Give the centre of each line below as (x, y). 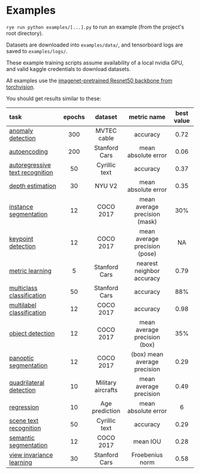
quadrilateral (27, 382)
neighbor (147, 271)
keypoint (21, 238)
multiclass (23, 288)
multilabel (23, 305)
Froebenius (147, 455)
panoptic (22, 358)
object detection (32, 333)
